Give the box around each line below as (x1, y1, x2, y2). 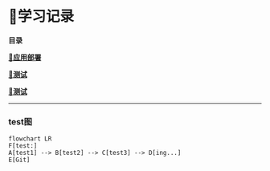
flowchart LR (8, 135, 52, 143)
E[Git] (8, 156, 31, 165)
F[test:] (8, 142, 38, 150)
